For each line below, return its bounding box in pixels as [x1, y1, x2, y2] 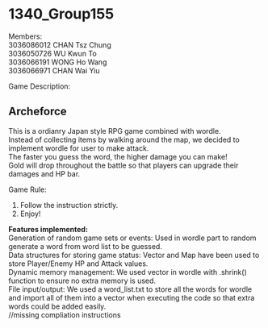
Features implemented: [8, 224, 89, 234]
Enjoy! [19, 209, 41, 218]
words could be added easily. [8, 301, 107, 311]
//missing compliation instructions [8, 309, 121, 319]
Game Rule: [8, 185, 47, 194]
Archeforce [8, 105, 67, 118]
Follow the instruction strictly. [19, 200, 119, 210]
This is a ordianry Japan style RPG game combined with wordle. [8, 126, 221, 135]
